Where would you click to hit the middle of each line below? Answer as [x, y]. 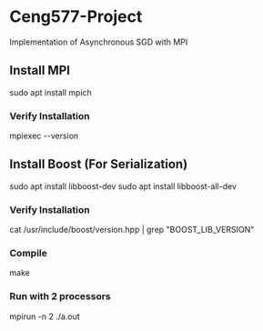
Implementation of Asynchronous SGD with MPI [99, 42]
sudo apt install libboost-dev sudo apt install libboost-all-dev [123, 186]
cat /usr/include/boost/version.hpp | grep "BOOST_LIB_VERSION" [132, 230]
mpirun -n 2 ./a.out [45, 316]
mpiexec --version [44, 136]
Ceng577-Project [76, 17]
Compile [28, 254]
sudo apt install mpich [51, 92]
